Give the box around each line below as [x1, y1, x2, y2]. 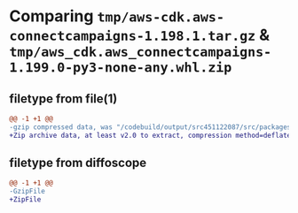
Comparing [9, 6, 94, 27]
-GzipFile [9, 187, 46, 196]
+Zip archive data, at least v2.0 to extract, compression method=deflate [9, 131, 292, 140]
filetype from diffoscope [9, 156, 147, 171]
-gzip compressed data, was [9, 122, 114, 132]
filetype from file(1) [9, 91, 118, 106]
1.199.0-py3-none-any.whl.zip [9, 59, 232, 76]
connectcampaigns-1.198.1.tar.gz [9, 28, 256, 45]
